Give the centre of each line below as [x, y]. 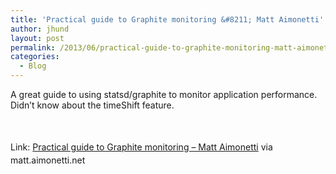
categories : [35, 57]
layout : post [37, 38]
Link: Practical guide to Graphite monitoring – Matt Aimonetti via [141, 147]
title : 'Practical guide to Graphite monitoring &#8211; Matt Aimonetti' [167, 19]
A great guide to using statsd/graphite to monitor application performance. [164, 94]
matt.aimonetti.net [48, 160]
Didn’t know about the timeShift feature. [92, 105]
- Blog [33, 66]
